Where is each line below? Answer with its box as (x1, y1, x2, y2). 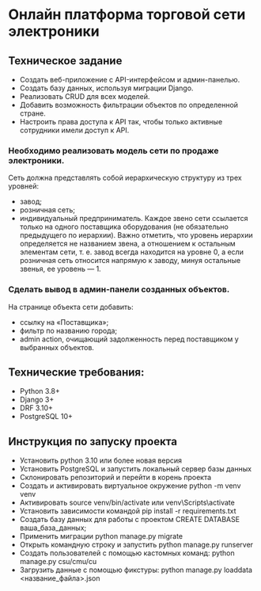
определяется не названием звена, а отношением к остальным (19, 239, 236, 249)
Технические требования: (8, 365, 145, 379)
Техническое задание (8, 54, 123, 67)
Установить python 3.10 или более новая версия (19, 456, 183, 465)
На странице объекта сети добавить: (8, 302, 134, 311)
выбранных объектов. (19, 342, 95, 352)
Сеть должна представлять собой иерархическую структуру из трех (8, 173, 243, 183)
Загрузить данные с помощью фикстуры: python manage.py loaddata (19, 565, 253, 575)
